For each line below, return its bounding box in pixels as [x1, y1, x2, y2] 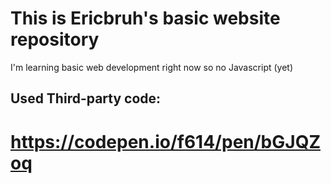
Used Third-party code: [10, 90, 162, 107]
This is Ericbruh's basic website [10, 7, 281, 30]
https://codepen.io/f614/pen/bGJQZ [10, 130, 321, 153]
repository [10, 28, 100, 51]
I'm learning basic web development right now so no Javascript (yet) [10, 61, 294, 73]
